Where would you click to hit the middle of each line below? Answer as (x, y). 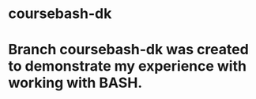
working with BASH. (75, 83)
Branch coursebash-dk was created (128, 50)
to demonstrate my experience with (128, 66)
